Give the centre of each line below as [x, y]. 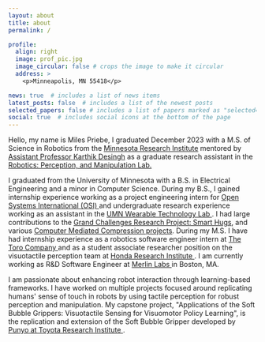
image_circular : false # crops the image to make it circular [119, 67]
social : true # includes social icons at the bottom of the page [119, 118]
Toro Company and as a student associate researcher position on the [120, 248]
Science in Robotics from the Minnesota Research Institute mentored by [125, 148]
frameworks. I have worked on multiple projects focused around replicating [130, 288]
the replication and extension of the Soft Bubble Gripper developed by [122, 321]
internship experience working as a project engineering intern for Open [123, 197]
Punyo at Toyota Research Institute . [67, 330]
